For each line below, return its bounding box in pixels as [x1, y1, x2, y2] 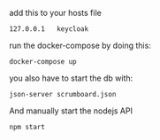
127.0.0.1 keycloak [9, 25, 89, 34]
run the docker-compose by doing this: [9, 40, 152, 51]
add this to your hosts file [9, 8, 102, 18]
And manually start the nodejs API [9, 105, 133, 116]
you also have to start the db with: [9, 73, 133, 83]
